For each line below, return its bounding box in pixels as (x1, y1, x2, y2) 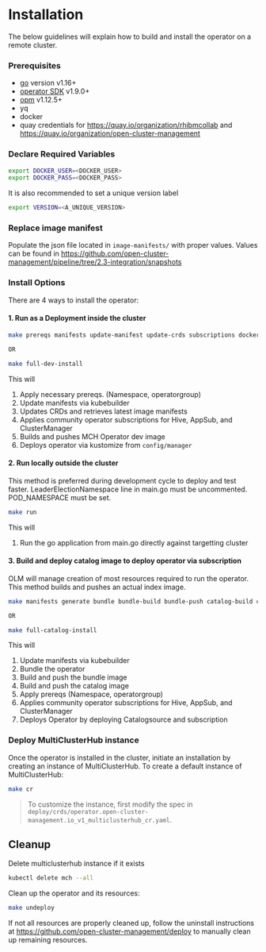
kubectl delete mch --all (8, 874, 93, 882)
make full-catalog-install (8, 626, 97, 634)
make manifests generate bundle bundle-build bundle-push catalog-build (8, 597, 253, 605)
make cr (8, 784, 34, 793)
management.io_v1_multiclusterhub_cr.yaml (27, 816, 170, 824)
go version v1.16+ (19, 78, 77, 88)
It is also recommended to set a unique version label (8, 188, 179, 198)
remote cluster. (8, 40, 58, 49)
